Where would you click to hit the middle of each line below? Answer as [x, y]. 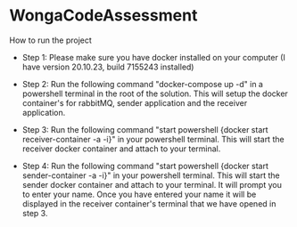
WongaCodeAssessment [103, 16]
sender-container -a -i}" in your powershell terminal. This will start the [151, 175]
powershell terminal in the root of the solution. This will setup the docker [155, 93]
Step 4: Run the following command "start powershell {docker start [145, 166]
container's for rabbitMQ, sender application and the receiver [135, 102]
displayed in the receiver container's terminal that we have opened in [149, 203]
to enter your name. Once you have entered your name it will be [139, 194]
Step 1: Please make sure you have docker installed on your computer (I [153, 57]
